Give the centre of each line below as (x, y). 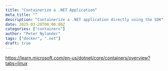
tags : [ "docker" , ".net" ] (33, 39)
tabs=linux (16, 63)
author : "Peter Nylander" (33, 34)
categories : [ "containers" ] (35, 29)
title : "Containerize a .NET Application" (51, 10)
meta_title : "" (22, 15)
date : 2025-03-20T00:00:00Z (35, 24)
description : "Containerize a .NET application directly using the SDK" (85, 19)
